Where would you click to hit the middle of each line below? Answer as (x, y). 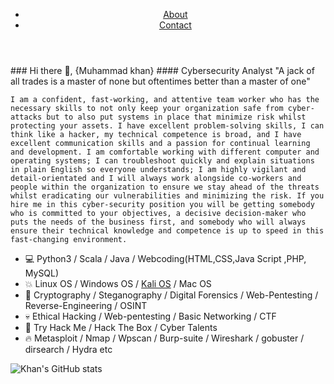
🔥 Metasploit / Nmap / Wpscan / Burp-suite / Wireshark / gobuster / (164, 338)
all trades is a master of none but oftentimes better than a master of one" (160, 81)
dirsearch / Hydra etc (68, 349)
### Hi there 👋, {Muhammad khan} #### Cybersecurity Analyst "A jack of (162, 70)
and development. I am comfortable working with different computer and (165, 152)
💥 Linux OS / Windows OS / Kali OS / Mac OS (118, 283)
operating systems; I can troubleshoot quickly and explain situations (162, 161)
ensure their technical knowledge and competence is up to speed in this (167, 231)
